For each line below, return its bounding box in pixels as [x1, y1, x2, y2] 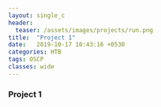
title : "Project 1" [8, 33, 77, 42]
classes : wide [8, 63, 55, 71]
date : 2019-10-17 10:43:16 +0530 [8, 41, 125, 49]
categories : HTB [8, 48, 62, 56]
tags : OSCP [8, 56, 44, 64]
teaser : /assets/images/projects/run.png [15, 26, 154, 34]
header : [8, 19, 34, 27]
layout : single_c [8, 11, 66, 20]
